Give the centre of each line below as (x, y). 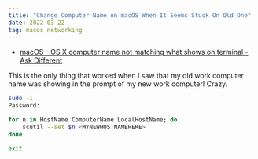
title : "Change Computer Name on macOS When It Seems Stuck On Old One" (130, 15)
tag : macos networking (45, 30)
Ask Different (41, 60)
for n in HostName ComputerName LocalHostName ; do (93, 120)
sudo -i (21, 99)
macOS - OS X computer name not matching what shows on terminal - (134, 52)
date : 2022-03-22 (37, 23)
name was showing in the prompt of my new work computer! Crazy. (118, 84)
